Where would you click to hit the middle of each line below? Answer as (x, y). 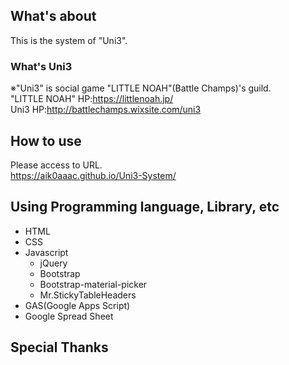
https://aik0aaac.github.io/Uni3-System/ (93, 175)
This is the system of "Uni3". (69, 40)
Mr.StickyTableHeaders (88, 295)
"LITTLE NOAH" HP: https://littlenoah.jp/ (92, 99)
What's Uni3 (41, 66)
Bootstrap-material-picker (93, 284)
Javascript (46, 252)
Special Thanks (59, 347)
